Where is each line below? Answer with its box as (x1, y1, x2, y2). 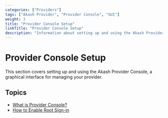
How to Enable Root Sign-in (12, 107, 69, 113)
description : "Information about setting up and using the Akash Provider (5, 30, 164, 35)
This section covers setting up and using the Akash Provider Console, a (5, 68, 152, 74)
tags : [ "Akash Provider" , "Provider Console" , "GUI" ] (5, 12, 120, 17)
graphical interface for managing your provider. (5, 73, 102, 80)
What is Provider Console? (12, 101, 67, 107)
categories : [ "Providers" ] (5, 7, 61, 12)
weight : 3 (5, 16, 26, 21)
